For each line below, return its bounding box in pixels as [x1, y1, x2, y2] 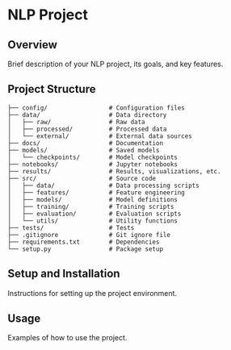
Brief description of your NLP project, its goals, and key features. [7, 59, 224, 69]
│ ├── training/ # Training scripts [7, 202, 174, 210]
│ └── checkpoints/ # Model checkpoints [7, 153, 178, 161]
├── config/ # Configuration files [7, 103, 185, 112]
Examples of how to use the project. [7, 333, 128, 343]
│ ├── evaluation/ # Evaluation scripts [7, 210, 182, 218]
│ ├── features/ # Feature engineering [7, 188, 185, 197]
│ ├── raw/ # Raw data [7, 118, 146, 126]
